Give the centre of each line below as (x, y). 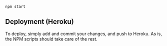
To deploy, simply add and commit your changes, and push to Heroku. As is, (84, 34)
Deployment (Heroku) (39, 22)
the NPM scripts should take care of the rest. (51, 39)
